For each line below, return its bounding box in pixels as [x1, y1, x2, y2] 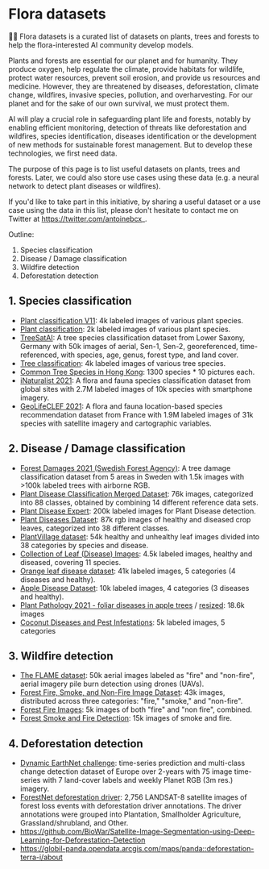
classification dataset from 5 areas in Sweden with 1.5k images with [19, 472, 245, 481]
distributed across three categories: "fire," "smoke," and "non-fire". [19, 696, 243, 706]
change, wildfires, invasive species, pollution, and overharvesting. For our [8, 89, 254, 99]
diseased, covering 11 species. [19, 557, 122, 567]
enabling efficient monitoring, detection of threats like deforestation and [8, 123, 247, 132]
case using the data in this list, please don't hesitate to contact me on [8, 205, 239, 214]
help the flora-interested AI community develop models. [8, 39, 194, 49]
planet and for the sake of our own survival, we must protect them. [8, 98, 230, 108]
